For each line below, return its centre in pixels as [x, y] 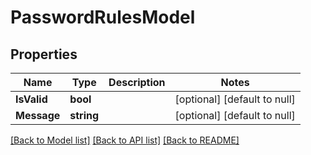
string [84, 115]
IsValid [31, 99]
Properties [44, 54]
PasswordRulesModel [103, 17]
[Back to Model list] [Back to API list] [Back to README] [125, 140]
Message [38, 115]
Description [137, 82]
